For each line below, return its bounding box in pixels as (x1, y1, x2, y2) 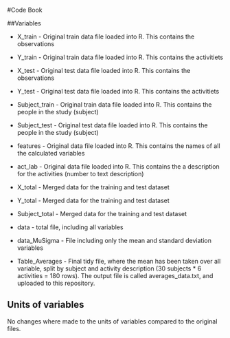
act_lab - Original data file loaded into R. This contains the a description (16, 162, 220, 171)
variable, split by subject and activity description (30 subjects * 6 (16, 264, 202, 273)
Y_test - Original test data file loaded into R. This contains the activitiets (16, 87, 220, 95)
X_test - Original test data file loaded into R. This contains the (16, 67, 191, 74)
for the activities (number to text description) (16, 170, 144, 178)
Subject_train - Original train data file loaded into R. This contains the (16, 101, 212, 109)
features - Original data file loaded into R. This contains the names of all (16, 142, 221, 150)
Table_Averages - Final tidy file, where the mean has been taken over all (16, 257, 221, 265)
